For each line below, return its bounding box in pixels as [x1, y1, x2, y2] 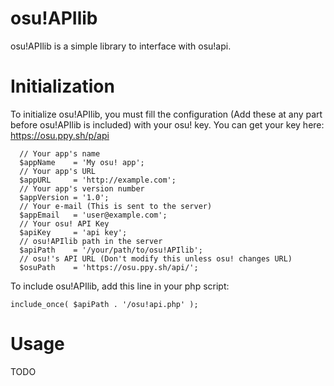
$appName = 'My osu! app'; [19, 157, 145, 167]
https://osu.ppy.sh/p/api [10, 129, 110, 141]
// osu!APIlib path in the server [19, 236, 163, 246]
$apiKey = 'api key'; [19, 227, 128, 237]
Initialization [10, 75, 115, 98]
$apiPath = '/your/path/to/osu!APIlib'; [19, 245, 203, 255]
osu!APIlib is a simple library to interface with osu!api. [10, 40, 232, 52]
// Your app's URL [19, 166, 97, 176]
